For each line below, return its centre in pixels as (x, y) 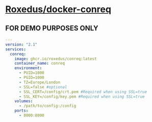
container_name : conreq (40, 64)
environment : (28, 68)
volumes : (24, 101)
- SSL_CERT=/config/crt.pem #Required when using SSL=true (83, 92)
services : (16, 49)
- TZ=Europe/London (39, 82)
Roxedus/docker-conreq (58, 9)
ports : (21, 111)
